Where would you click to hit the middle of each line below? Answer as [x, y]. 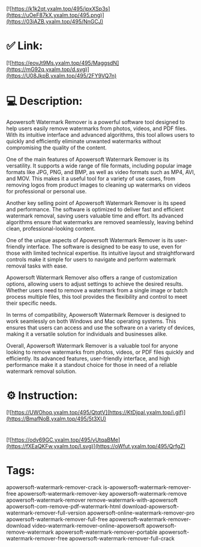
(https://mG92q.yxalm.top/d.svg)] [48, 69]
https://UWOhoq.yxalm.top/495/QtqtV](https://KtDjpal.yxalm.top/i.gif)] [99, 412]
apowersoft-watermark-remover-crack [54, 487]
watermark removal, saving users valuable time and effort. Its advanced [95, 216]
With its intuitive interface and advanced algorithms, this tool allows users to [100, 134]
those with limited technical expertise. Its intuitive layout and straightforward [100, 253]
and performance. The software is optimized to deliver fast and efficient [95, 209]
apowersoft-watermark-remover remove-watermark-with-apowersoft [92, 500]
